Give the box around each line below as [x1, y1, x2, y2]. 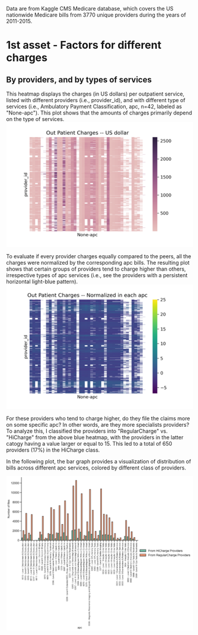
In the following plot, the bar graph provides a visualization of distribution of [6, 458, 191, 465]
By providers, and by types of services [6, 74, 152, 85]
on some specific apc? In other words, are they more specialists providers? [6, 421, 190, 428]
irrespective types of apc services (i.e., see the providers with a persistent [6, 271, 188, 278]
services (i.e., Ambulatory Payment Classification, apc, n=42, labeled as [6, 103, 182, 110]
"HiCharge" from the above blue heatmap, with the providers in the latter [6, 434, 184, 441]
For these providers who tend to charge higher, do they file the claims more [6, 415, 190, 422]
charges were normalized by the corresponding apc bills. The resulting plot [6, 259, 190, 266]
